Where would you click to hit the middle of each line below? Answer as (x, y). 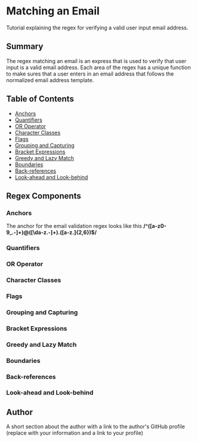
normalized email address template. (50, 80)
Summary (25, 46)
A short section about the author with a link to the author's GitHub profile (96, 426)
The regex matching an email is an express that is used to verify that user (96, 61)
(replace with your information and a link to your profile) (75, 433)
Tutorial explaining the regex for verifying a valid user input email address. (97, 28)
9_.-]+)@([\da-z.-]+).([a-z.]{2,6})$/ (52, 233)
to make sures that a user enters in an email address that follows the (90, 74)
